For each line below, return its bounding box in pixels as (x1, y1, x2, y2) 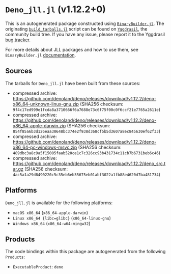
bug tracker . (5, 37, 31, 43)
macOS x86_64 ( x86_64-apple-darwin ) (12, 209, 88, 215)
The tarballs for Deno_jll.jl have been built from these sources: (5, 80, 141, 86)
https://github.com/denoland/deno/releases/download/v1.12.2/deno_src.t (12, 160, 166, 167)
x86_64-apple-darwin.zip (12, 122, 66, 128)
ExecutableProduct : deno (12, 264, 64, 270)
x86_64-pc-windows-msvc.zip (12, 144, 77, 150)
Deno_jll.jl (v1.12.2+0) (5, 4, 106, 15)
